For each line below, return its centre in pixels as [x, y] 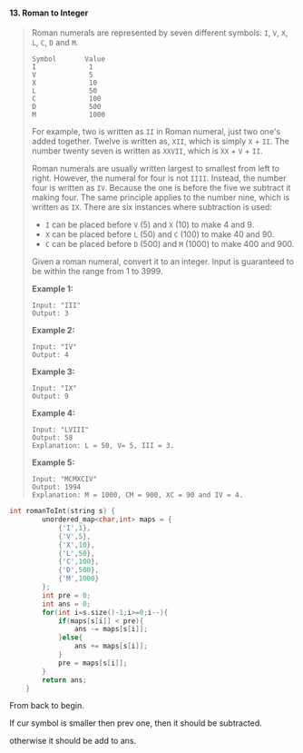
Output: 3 [50, 313]
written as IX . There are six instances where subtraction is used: [151, 207]
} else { [70, 638]
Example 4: [53, 413]
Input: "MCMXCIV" [64, 480]
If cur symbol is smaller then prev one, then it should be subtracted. [136, 723]
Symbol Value [68, 59]
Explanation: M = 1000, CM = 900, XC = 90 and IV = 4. [137, 495]
